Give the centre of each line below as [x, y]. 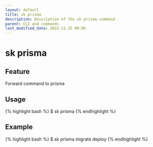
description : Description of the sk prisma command [60, 19]
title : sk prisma [23, 14]
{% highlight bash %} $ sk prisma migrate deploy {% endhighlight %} [77, 139]
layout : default [22, 10]
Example [19, 127]
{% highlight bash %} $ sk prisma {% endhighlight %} [61, 111]
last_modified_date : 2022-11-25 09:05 [45, 28]
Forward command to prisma [35, 83]
